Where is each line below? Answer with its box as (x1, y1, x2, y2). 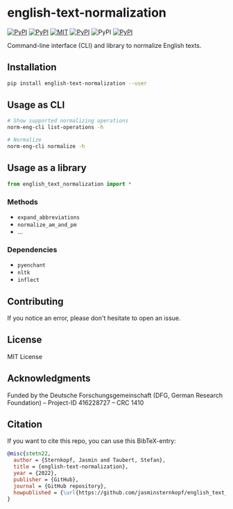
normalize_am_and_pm (17, 221, 77, 228)
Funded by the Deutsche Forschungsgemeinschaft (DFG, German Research (7, 391, 223, 399)
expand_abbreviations (17, 214, 80, 221)
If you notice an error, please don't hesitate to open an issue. (7, 314, 182, 322)
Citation (7, 419, 43, 431)
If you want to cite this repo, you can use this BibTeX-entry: (7, 437, 177, 445)
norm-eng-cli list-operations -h (7, 124, 104, 131)
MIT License (7, 352, 43, 360)
